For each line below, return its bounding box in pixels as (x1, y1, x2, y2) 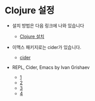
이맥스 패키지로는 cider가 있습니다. (12, 44, 82, 50)
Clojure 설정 (5, 5, 55, 16)
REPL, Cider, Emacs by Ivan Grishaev (12, 64, 90, 70)
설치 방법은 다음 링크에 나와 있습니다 (12, 22, 84, 29)
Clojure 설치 (19, 33, 45, 39)
